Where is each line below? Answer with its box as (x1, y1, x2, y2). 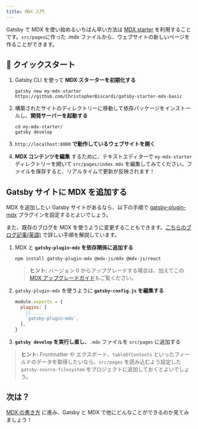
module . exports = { (14, 299, 63, 305)
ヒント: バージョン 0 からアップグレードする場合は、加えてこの (29, 267, 184, 274)
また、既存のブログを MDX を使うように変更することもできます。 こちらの (6, 224, 187, 231)
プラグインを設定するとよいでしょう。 (18, 212, 111, 219)
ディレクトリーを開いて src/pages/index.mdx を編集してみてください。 (14, 160, 187, 168)
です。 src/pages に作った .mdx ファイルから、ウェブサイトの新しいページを (6, 33, 190, 40)
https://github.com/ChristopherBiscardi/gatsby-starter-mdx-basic (14, 93, 183, 100)
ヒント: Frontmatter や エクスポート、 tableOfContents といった (20, 351, 175, 358)
